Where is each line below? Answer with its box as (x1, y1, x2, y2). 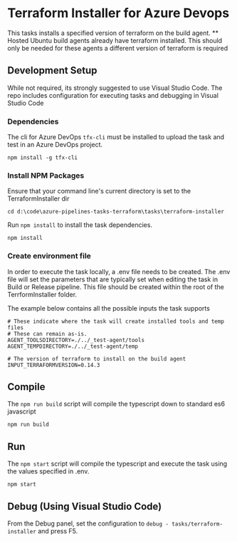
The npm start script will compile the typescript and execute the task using (7, 459, 228, 468)
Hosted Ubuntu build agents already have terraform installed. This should (7, 36, 223, 44)
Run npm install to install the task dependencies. (7, 221, 153, 229)
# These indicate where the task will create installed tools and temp (7, 318, 224, 325)
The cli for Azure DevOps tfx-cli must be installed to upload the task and (7, 133, 225, 141)
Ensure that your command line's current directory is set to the (7, 187, 191, 196)
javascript (7, 407, 37, 416)
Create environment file (7, 251, 91, 261)
